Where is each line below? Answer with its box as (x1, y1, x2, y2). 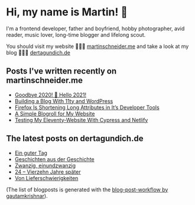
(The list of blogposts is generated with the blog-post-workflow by (6, 186, 168, 193)
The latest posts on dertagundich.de (6, 133, 144, 144)
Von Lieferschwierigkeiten (14, 174, 79, 181)
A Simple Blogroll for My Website (14, 110, 95, 117)
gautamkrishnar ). (6, 192, 48, 199)
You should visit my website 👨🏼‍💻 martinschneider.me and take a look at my (6, 43, 189, 50)
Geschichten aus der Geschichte (14, 155, 95, 162)
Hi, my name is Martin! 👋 (6, 5, 128, 19)
